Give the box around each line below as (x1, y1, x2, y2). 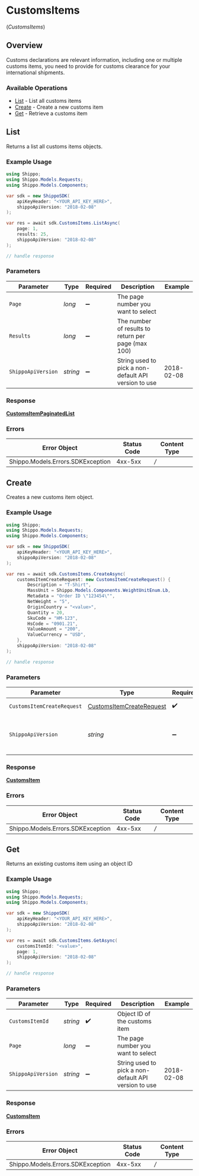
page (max (117, 339, 147, 348)
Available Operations (6, 84, 68, 92)
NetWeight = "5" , (27, 598, 70, 605)
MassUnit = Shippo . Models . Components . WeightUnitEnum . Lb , (27, 588, 171, 594)
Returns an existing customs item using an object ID (6, 860, 133, 868)
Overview (6, 40, 43, 51)
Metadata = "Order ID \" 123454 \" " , (27, 593, 115, 599)
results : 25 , (17, 231, 49, 238)
